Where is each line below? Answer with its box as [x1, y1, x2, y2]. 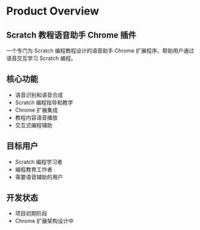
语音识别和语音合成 [15, 91, 63, 98]
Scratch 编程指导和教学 [15, 99, 74, 106]
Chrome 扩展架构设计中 [15, 217, 74, 225]
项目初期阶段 [15, 210, 47, 217]
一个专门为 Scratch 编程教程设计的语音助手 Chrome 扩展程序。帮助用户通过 [6, 47, 195, 54]
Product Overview [6, 4, 100, 18]
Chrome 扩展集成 [15, 106, 59, 113]
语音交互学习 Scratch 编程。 [6, 54, 77, 62]
